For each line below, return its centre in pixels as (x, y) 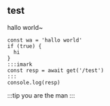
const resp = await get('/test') (56, 70)
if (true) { (24, 46)
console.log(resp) (34, 82)
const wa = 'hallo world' (45, 40)
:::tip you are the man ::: (41, 95)
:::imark (20, 64)
